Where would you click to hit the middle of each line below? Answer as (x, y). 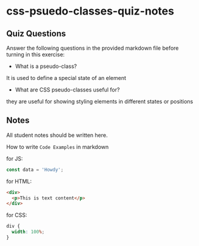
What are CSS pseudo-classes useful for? (67, 90)
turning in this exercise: (35, 55)
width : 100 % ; (28, 232)
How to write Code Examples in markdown (58, 147)
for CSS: (17, 215)
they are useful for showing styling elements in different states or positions (100, 101)
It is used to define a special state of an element (66, 78)
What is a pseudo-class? (46, 66)
